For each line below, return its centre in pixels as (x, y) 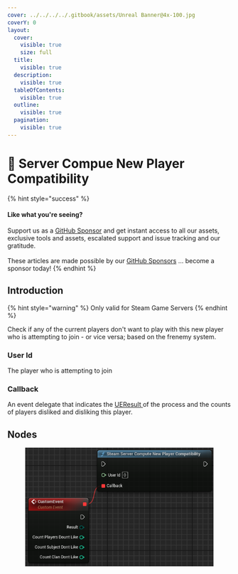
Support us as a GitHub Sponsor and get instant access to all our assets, (114, 230)
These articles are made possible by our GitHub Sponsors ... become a (111, 260)
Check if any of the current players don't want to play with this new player (115, 329)
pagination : (32, 120)
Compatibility (48, 179)
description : (33, 75)
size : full (36, 53)
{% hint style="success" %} (49, 198)
